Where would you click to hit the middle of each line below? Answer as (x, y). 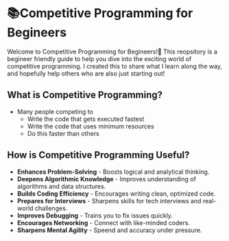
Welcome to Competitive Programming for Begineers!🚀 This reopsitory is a (112, 51)
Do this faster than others (63, 133)
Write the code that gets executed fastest (86, 119)
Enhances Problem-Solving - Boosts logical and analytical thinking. (113, 172)
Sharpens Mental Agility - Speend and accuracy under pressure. (109, 230)
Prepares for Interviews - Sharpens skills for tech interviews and (109, 200)
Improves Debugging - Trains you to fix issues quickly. (95, 215)
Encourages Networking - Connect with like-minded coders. (104, 222)
